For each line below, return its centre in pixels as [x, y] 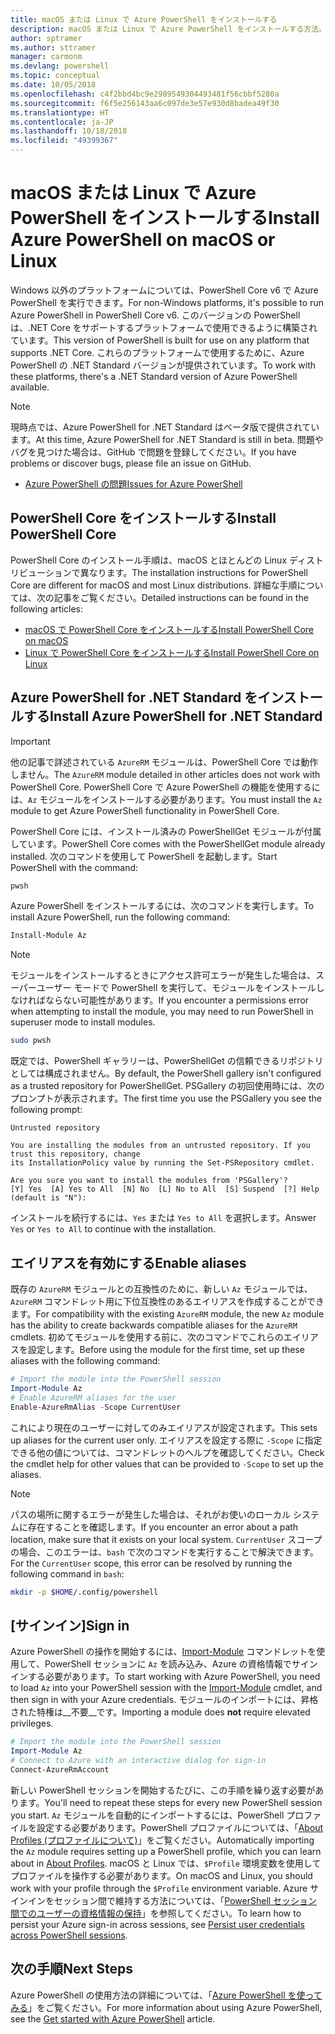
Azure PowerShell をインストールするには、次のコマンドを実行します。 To [162, 906]
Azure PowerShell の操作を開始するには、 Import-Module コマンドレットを [163, 1652]
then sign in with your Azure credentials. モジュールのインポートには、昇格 [164, 1700]
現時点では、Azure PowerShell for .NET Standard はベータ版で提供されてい [165, 427]
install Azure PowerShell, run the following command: [120, 917]
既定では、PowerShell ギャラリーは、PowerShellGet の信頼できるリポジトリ [167, 1061]
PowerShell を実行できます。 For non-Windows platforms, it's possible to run [167, 302]
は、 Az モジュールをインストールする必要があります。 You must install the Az [166, 799]
